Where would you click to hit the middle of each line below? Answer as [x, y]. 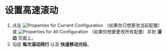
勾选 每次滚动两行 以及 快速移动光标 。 [52, 44]
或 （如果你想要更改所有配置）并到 [84, 31]
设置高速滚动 [32, 10]
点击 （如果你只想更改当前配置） [87, 25]
